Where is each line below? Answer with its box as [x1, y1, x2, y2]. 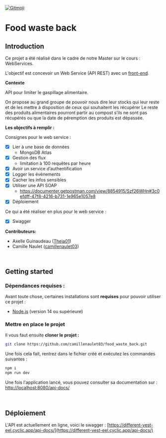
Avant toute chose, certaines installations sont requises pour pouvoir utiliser [5, 294, 161, 300]
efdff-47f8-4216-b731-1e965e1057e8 [19, 194, 96, 200]
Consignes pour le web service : [5, 134, 71, 140]
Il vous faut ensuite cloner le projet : [5, 332, 79, 338]
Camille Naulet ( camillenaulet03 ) [12, 243, 79, 249]
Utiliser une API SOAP [12, 183, 57, 189]
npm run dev [5, 370, 30, 375]
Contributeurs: [5, 228, 37, 234]
